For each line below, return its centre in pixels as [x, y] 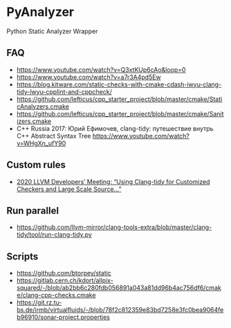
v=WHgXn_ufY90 [41, 143]
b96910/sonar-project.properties [63, 317]
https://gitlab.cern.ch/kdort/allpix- [65, 280]
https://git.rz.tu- [39, 302]
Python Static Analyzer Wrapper [52, 31]
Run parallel [33, 211]
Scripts [22, 256]
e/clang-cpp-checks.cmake [56, 295]
